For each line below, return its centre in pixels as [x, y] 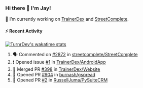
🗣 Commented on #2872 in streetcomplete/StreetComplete [75, 54]
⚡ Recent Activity [24, 31]
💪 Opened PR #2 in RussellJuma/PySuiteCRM [60, 80]
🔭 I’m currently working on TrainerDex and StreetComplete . [67, 19]
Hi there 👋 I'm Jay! [28, 8]
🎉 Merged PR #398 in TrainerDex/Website [56, 69]
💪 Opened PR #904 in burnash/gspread [54, 74]
